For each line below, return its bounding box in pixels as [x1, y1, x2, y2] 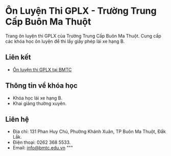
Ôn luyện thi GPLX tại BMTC [12, 66, 72, 72]
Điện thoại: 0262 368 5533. [12, 139, 71, 145]
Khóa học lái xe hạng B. [12, 95, 63, 101]
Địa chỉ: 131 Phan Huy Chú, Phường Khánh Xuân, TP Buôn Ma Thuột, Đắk [12, 128, 166, 135]
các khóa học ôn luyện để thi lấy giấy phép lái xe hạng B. [5, 38, 125, 44]
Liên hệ [5, 115, 29, 123]
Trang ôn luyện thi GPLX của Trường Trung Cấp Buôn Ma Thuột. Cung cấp [5, 33, 162, 39]
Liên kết [5, 53, 32, 62]
